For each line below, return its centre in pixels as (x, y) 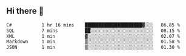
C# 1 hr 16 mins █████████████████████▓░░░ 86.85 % (93, 25)
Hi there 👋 (25, 11)
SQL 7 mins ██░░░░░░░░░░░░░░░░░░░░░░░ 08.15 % (93, 31)
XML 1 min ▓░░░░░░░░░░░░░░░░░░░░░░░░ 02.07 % (93, 36)
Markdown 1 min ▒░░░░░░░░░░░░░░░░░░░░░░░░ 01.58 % (93, 42)
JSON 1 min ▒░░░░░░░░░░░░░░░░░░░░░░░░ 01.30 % (93, 48)
